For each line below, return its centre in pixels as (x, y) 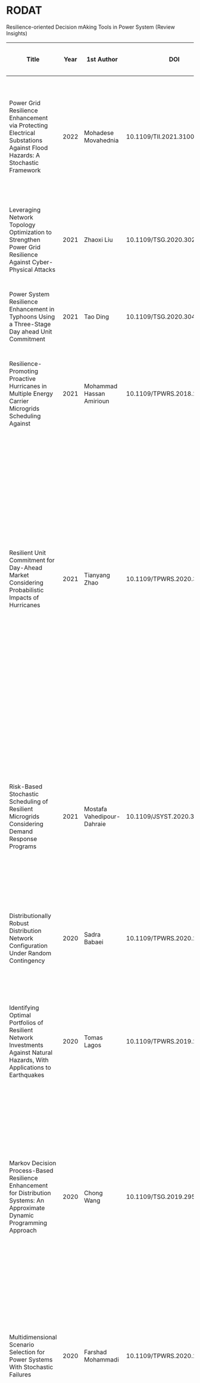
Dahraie (95, 824)
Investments (26, 1045)
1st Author (102, 59)
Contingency (27, 960)
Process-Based (31, 1170)
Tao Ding (97, 316)
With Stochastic (31, 1367)
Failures (20, 1374)
